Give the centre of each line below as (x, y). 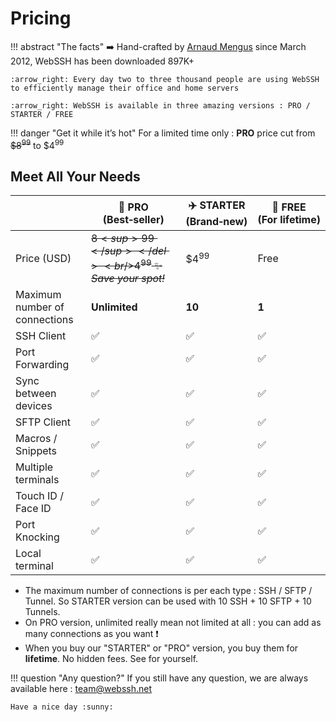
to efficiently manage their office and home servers (125, 88)
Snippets (36, 450)
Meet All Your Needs (75, 176)
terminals (37, 479)
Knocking (37, 537)
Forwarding (42, 364)
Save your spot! (128, 278)
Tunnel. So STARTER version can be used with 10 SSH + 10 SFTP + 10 (168, 601)
